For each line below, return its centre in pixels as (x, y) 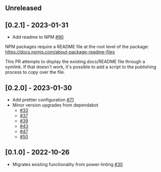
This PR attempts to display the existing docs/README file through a (75, 62)
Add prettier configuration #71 (43, 100)
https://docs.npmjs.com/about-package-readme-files (60, 52)
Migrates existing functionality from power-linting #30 (68, 164)
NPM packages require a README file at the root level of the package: (77, 47)
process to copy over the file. (35, 72)
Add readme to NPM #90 (38, 37)
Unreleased (24, 8)
